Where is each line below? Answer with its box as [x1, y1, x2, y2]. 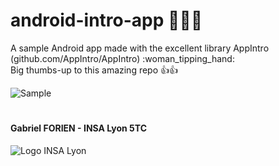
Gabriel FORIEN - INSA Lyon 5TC [10, 122, 147, 134]
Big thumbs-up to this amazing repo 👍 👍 [10, 64, 179, 76]
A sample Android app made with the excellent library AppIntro [10, 42, 270, 54]
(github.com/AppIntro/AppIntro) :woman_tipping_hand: [10, 52, 235, 64]
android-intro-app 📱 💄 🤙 [10, 9, 203, 32]
